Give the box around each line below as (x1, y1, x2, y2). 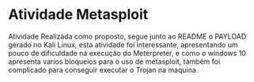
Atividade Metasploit (8, 6, 149, 24)
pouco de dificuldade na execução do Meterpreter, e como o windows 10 (8, 48, 247, 58)
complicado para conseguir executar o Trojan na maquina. (8, 65, 199, 74)
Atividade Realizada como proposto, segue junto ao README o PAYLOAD (8, 32, 247, 41)
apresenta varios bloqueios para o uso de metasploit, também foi (8, 57, 221, 66)
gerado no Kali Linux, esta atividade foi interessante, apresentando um (8, 39, 239, 49)
